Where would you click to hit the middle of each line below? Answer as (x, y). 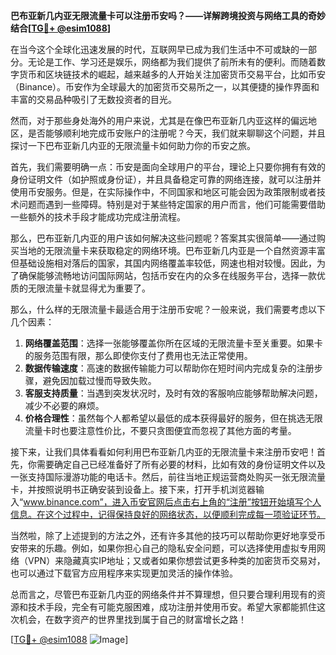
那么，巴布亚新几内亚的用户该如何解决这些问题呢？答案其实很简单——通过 (163, 238)
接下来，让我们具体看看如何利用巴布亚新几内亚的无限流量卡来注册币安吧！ (163, 452)
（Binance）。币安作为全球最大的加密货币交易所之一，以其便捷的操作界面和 (165, 87)
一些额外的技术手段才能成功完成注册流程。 (98, 217)
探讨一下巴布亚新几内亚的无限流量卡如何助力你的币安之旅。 (133, 145)
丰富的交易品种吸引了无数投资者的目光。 (93, 99)
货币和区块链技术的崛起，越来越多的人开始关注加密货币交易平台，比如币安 (172, 74)
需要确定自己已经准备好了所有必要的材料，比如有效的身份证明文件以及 (181, 464)
